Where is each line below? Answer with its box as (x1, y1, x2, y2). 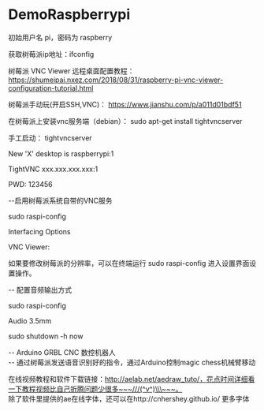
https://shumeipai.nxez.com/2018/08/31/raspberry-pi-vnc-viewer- (8, 75, 224, 84)
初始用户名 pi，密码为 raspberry (8, 32, 113, 42)
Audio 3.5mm (8, 316, 52, 325)
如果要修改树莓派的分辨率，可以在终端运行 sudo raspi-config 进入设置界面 (8, 258, 250, 267)
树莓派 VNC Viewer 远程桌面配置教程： (8, 65, 135, 76)
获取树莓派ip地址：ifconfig (8, 49, 95, 58)
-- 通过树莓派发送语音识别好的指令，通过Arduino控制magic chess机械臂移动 (8, 357, 256, 367)
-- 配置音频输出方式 (8, 285, 73, 294)
